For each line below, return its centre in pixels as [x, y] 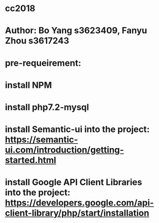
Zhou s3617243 [37, 41]
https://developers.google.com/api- [79, 203]
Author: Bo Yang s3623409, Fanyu [76, 31]
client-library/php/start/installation [77, 213]
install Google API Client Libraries [74, 182]
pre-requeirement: [43, 63]
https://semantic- [42, 140]
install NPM [29, 85]
